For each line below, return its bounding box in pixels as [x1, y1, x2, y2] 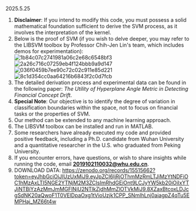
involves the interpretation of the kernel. [14, 29, 111, 36]
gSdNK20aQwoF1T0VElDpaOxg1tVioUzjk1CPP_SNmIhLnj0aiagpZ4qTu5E [14, 192, 190, 199]
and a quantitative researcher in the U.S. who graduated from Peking [14, 141, 181, 149]
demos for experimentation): [14, 48, 84, 55]
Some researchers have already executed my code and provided [14, 129, 171, 136]
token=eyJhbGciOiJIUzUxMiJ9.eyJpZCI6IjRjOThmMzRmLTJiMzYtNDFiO [14, 173, 189, 180]
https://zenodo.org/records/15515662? [62, 167, 155, 173]
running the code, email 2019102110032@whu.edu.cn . [14, 160, 150, 167]
